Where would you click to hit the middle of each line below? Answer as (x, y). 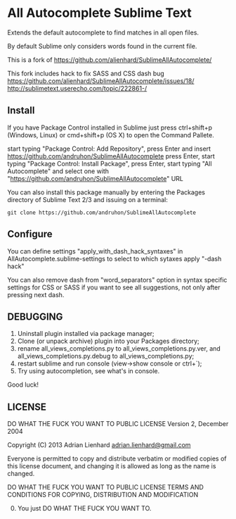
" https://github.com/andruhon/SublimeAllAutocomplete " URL (96, 178)
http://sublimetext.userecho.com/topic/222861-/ (77, 88)
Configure (30, 234)
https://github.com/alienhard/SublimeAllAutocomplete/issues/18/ (101, 81)
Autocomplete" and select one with (58, 171)
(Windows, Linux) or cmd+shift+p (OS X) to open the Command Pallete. (111, 135)
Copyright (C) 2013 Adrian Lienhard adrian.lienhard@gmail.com (99, 445)
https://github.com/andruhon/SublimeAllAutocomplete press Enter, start (111, 156)
